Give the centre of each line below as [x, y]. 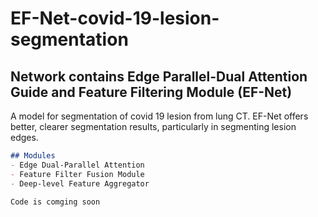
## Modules [33, 156]
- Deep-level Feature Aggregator [80, 183]
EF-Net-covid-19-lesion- [115, 18]
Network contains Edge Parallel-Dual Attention [159, 76]
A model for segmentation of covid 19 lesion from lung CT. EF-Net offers [159, 116]
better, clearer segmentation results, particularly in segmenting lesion [153, 126]
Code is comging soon [55, 202]
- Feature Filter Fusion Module [77, 174]
